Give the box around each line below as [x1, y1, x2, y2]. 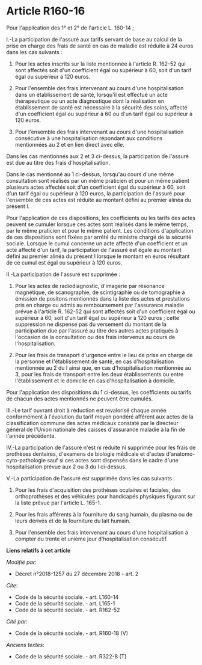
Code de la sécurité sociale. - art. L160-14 [14, 593, 119, 601]
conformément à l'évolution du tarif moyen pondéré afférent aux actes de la [6, 413, 194, 420]
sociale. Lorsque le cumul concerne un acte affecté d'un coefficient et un [6, 239, 188, 247]
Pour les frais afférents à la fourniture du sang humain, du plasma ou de [14, 510, 193, 518]
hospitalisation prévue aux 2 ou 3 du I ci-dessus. [6, 463, 127, 470]
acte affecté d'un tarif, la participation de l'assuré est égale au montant [6, 246, 182, 253]
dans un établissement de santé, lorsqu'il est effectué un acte [14, 91, 168, 98]
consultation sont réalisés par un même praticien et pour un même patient [6, 177, 189, 184]
